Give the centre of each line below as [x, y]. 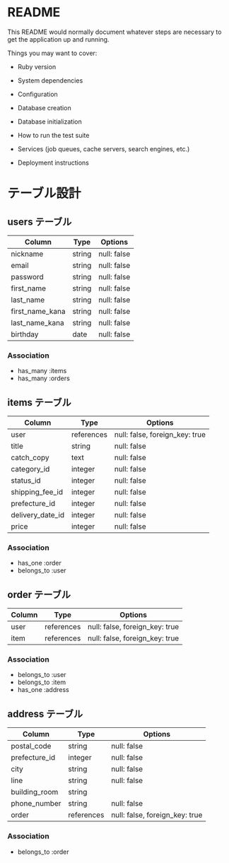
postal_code [31, 746]
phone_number [36, 804]
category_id [30, 469]
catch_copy [30, 458]
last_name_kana [38, 322]
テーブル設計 [44, 193]
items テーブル [40, 403]
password [27, 276]
